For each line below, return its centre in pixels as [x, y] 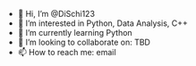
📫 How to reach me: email [67, 52]
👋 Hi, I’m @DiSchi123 [56, 14]
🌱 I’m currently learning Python [75, 33]
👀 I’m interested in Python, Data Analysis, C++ [102, 23]
